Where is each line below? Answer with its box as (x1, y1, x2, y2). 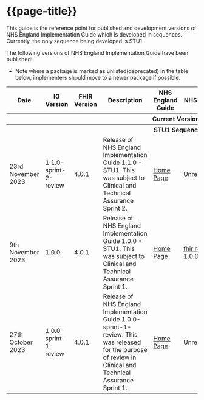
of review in (103, 353, 137, 362)
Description (107, 96, 143, 104)
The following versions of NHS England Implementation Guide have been (6, 49, 189, 56)
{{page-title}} (6, 4, 78, 18)
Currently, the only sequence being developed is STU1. (6, 37, 144, 44)
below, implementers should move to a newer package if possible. (15, 74, 181, 81)
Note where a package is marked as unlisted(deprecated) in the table (15, 67, 189, 74)
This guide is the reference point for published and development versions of (6, 24, 197, 32)
